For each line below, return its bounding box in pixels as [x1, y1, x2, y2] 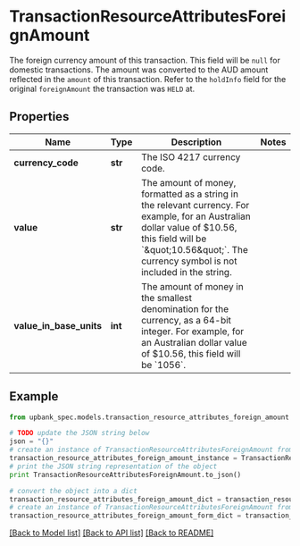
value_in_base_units [13, 319, 103, 332]
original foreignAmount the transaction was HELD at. [9, 83, 196, 94]
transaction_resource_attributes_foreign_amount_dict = [9, 494, 221, 504]
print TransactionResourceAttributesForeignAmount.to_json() [9, 470, 242, 479]
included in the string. [141, 265, 232, 278]
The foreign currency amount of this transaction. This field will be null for [9, 55, 281, 65]
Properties [9, 109, 70, 124]
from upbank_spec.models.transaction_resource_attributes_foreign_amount [9, 413, 290, 422]
